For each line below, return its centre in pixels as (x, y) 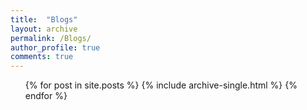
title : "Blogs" (44, 19)
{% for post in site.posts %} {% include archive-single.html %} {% (161, 85)
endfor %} (46, 96)
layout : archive (44, 29)
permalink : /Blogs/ (51, 38)
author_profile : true (55, 47)
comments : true (42, 57)
